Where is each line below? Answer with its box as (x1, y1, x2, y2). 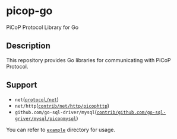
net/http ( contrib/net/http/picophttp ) (14, 102, 110, 109)
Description (6, 41, 50, 51)
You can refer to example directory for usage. (6, 126, 116, 133)
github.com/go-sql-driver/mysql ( (14, 108, 97, 115)
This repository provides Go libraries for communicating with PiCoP (6, 56, 171, 63)
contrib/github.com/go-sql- (96, 109, 166, 115)
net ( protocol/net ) (14, 96, 59, 103)
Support (6, 80, 37, 90)
